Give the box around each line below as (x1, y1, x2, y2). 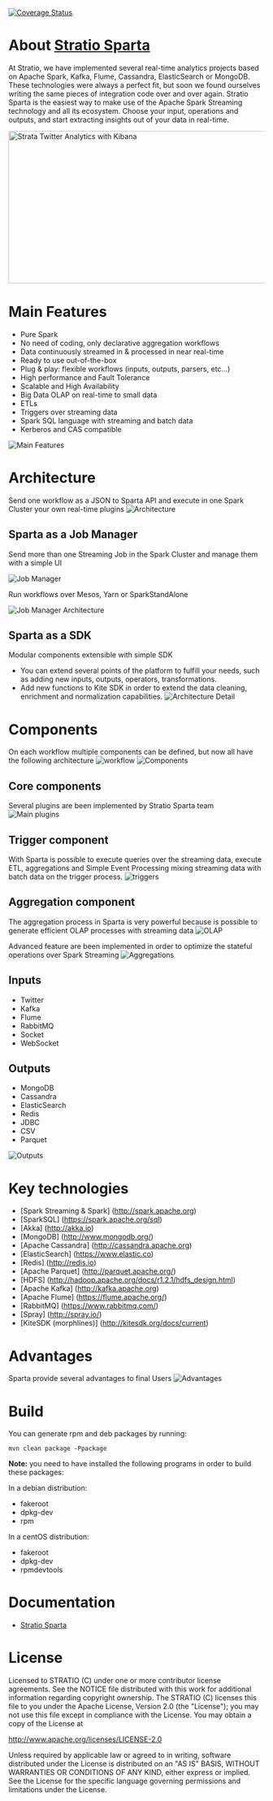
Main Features (8, 303, 107, 321)
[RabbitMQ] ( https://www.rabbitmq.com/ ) (19, 1301, 159, 1311)
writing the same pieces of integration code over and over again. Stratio (8, 89, 249, 98)
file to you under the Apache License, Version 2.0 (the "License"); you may (8, 1702, 259, 1712)
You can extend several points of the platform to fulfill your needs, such (19, 666, 260, 676)
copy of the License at (8, 1719, 84, 1729)
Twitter (19, 995, 45, 1005)
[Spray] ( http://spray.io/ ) (19, 1310, 102, 1319)
